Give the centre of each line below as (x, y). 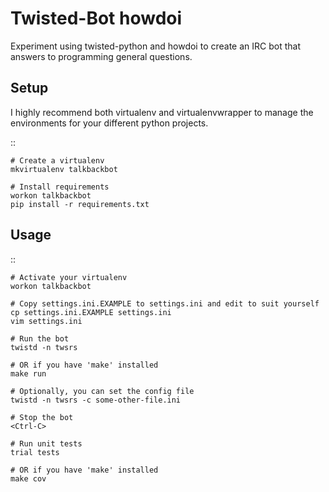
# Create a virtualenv (57, 160)
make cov (28, 478)
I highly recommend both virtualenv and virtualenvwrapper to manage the (162, 112)
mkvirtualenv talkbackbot (64, 169)
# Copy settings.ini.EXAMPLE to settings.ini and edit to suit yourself (165, 303)
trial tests (35, 452)
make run (28, 373)
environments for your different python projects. (109, 123)
